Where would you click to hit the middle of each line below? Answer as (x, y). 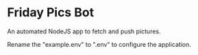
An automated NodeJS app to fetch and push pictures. (84, 31)
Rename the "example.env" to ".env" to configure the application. (99, 44)
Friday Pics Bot (51, 13)
